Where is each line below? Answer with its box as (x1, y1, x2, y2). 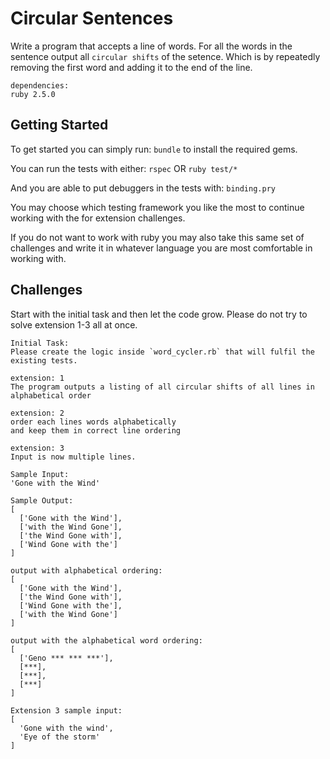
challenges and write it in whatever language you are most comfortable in (10, 242, 313, 254)
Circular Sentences (10, 7, 174, 30)
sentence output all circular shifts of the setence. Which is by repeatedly (10, 50, 321, 62)
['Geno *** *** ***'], (19, 653, 114, 663)
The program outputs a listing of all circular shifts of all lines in (10, 382, 315, 392)
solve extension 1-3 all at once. (10, 318, 138, 331)
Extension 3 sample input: (10, 705, 123, 716)
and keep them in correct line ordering (10, 425, 182, 436)
